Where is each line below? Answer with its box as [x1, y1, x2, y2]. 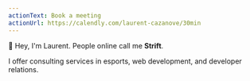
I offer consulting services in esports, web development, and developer [8, 56, 243, 66]
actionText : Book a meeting [8, 11, 102, 20]
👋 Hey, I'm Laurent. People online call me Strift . [8, 40, 164, 50]
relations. [8, 64, 39, 74]
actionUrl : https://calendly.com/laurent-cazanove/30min [8, 19, 201, 27]
